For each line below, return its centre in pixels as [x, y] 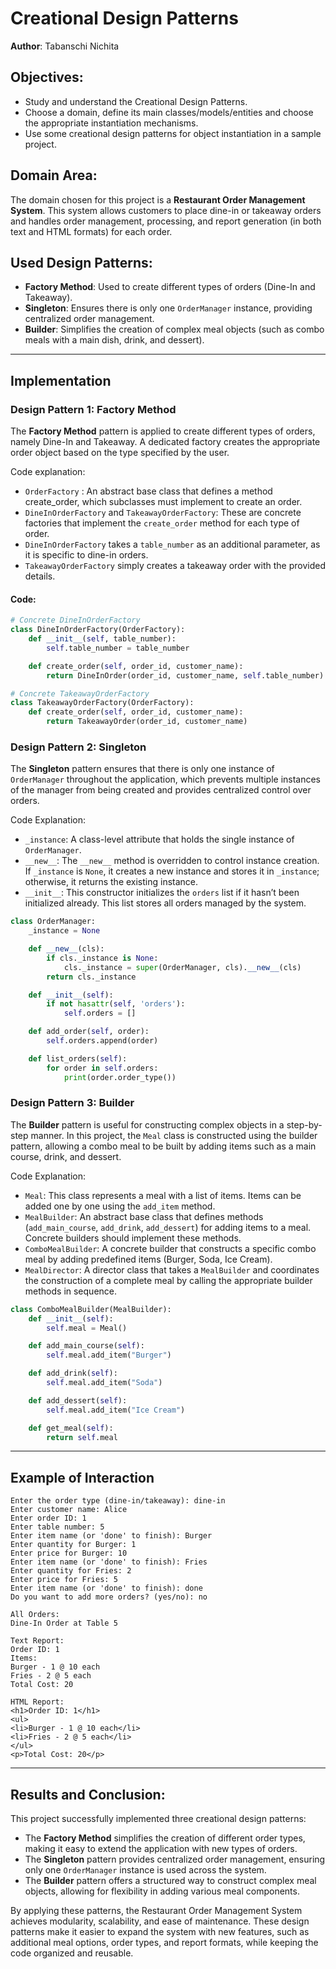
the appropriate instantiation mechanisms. [111, 123]
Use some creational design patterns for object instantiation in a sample [173, 133]
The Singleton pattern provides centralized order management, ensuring [175, 1859]
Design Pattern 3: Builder [72, 1103]
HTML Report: [37, 1702]
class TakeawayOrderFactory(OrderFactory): [102, 703]
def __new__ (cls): [66, 949]
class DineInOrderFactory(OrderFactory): [98, 630]
